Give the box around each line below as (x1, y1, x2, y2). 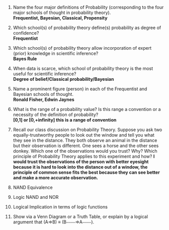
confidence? (13, 30, 39, 36)
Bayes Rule (13, 56, 37, 62)
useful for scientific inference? (13, 71, 76, 77)
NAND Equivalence (13, 184, 53, 190)
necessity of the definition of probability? (13, 111, 99, 118)
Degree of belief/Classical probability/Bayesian (13, 76, 114, 82)
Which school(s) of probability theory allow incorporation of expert (13, 45, 152, 51)
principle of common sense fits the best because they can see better (13, 169, 160, 175)
